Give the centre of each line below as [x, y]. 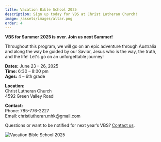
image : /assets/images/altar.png [39, 18]
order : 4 [14, 23]
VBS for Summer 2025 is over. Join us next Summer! [59, 37]
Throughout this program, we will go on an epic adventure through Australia [81, 46]
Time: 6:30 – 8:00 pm [27, 71]
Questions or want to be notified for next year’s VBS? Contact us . [70, 125]
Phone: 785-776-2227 [27, 111]
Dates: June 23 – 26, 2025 [32, 66]
